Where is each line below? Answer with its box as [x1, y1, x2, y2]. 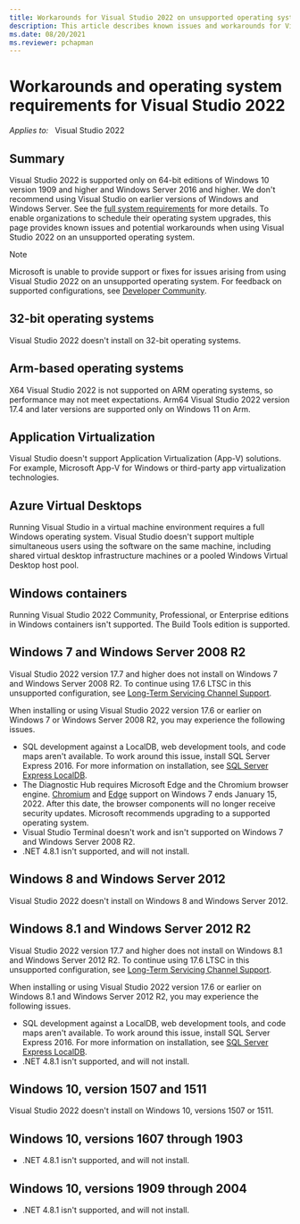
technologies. [9, 472, 60, 483]
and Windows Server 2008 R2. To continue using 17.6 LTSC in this [9, 678, 252, 688]
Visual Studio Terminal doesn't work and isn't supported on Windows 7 [21, 826, 284, 837]
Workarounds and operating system [9, 77, 283, 97]
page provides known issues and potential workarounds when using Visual [9, 223, 285, 232]
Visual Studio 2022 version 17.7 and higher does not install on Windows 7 [9, 668, 279, 680]
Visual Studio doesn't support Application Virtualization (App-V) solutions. [9, 453, 281, 464]
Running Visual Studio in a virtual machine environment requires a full [9, 522, 265, 533]
